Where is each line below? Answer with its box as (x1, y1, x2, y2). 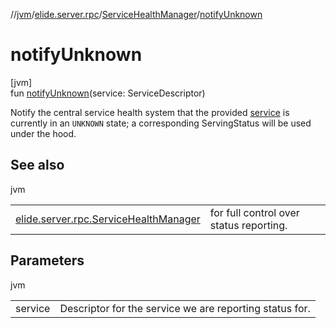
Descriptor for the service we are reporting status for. (59, 301, 311, 315)
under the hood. (10, 127, 77, 139)
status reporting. (209, 218, 288, 232)
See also (10, 157, 65, 174)
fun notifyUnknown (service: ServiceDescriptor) (10, 87, 206, 99)
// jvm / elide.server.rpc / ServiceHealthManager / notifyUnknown (10, 9, 263, 20)
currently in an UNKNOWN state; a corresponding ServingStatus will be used (10, 117, 312, 129)
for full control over (209, 205, 300, 219)
